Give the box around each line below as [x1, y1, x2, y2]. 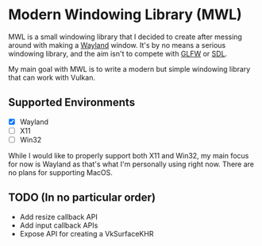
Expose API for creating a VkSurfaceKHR [19, 228, 154, 238]
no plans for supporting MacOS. [8, 167, 114, 177]
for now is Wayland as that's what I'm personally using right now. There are [8, 159, 254, 169]
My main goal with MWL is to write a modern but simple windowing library [8, 64, 251, 73]
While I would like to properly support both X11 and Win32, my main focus [8, 150, 249, 160]
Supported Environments [8, 96, 136, 109]
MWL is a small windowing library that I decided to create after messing [8, 32, 242, 41]
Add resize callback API [19, 212, 98, 221]
